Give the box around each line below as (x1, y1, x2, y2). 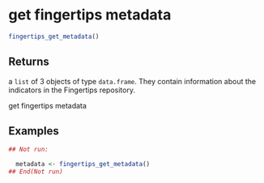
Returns (8, 55, 50, 69)
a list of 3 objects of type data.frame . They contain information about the (8, 76, 257, 86)
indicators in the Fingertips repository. (8, 85, 136, 95)
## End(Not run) (8, 168, 63, 176)
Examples (8, 124, 59, 138)
